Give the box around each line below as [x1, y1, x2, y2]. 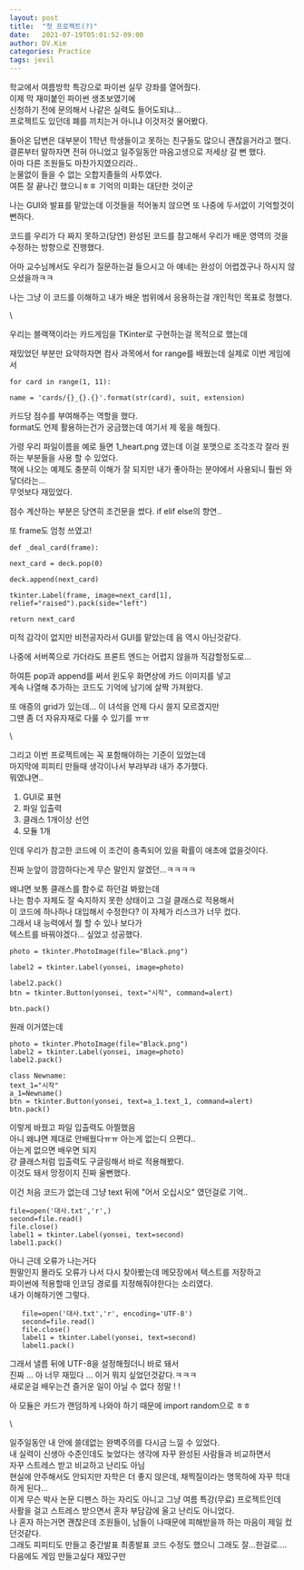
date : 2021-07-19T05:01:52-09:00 [9, 30, 144, 39]
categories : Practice [9, 47, 92, 56]
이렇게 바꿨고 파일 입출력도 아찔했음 [9, 1122, 136, 1132]
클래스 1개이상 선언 [22, 814, 90, 825]
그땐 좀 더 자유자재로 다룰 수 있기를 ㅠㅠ [9, 712, 150, 723]
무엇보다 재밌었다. [9, 487, 74, 497]
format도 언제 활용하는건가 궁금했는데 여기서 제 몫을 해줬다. [9, 422, 221, 432]
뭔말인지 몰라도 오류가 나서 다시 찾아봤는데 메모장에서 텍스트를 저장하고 [9, 1267, 261, 1277]
